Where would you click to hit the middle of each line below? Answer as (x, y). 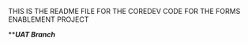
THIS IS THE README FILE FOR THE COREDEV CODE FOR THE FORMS (124, 11)
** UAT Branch (32, 35)
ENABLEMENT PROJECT (49, 19)
